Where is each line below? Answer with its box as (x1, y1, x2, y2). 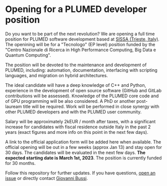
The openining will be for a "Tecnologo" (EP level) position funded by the (5, 41, 155, 47)
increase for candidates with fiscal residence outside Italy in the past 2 (5, 124, 151, 130)
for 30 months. (5, 160, 36, 166)
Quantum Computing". (5, 52, 51, 58)
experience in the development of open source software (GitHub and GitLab (5, 87, 161, 93)
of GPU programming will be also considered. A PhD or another (5, 98, 136, 104)
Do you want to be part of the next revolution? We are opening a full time (5, 31, 155, 37)
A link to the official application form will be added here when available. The (5, 139, 161, 145)
